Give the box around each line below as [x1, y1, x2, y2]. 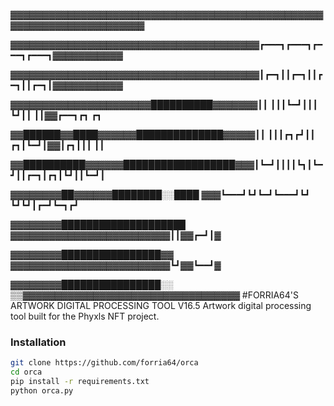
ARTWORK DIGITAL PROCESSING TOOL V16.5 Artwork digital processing [10, 300, 312, 311]
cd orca [10, 367, 43, 378]
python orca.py [10, 385, 74, 396]
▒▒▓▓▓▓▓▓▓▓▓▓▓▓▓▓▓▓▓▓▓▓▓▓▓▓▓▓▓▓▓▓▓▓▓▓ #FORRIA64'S [10, 289, 299, 301]
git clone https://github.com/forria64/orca [10, 358, 199, 368]
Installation [10, 335, 67, 349]
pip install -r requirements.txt [10, 377, 150, 387]
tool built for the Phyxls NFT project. [10, 310, 160, 322]
